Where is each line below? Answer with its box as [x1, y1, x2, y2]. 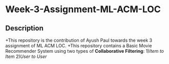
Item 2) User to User [5, 53, 47, 59]
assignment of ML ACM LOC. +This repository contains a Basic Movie [5, 43, 152, 49]
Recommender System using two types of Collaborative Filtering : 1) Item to [5, 48, 164, 54]
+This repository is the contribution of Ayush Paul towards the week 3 [5, 37, 153, 43]
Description [5, 24, 44, 33]
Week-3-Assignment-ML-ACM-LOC [5, 4, 161, 15]
